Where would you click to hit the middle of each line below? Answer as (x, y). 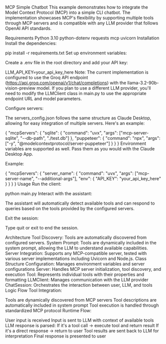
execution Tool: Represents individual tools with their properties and (75, 274)
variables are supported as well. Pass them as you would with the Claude (80, 149)
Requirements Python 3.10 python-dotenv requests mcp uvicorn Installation (82, 38)
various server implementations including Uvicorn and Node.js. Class (76, 259)
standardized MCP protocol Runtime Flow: (48, 310)
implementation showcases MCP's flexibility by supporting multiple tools (80, 18)
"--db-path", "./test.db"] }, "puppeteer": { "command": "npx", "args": (90, 138)
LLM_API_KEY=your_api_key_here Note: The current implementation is (77, 72)
